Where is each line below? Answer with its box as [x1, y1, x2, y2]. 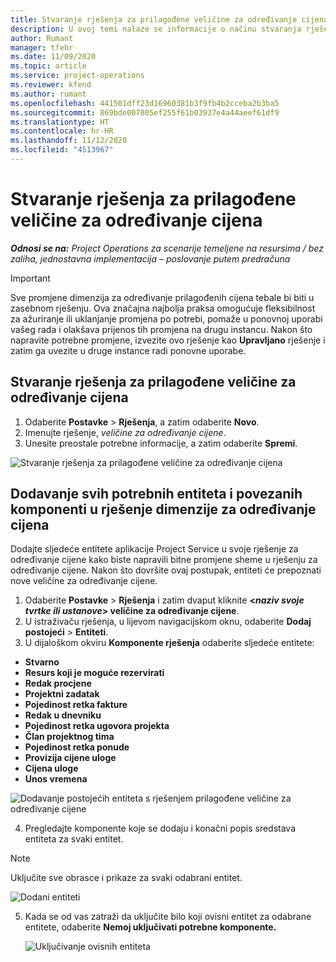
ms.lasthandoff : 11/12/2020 [10, 136, 128, 146]
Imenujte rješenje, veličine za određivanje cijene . [24, 426, 227, 438]
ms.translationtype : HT [10, 117, 110, 127]
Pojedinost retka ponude [24, 741, 130, 753]
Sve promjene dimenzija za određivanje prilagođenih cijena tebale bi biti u [10, 291, 315, 303]
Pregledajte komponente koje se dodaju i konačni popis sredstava [24, 822, 297, 835]
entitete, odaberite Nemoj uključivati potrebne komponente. [24, 921, 277, 933]
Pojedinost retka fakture [24, 699, 128, 711]
